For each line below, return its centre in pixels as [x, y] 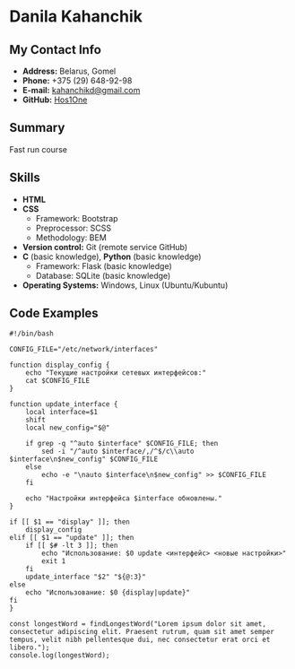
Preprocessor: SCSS [74, 228]
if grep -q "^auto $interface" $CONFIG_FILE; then [122, 444]
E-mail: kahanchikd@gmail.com [81, 90]
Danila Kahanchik [76, 17]
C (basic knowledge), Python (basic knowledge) [112, 256]
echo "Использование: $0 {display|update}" [108, 593]
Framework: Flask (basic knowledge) [104, 265]
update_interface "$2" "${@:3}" [86, 577]
